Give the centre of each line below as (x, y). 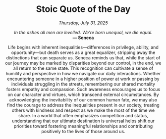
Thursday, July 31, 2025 (83, 23)
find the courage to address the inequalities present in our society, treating (83, 105)
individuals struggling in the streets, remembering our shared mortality (83, 84)
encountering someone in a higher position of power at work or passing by (83, 79)
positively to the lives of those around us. (83, 131)
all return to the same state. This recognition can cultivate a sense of (83, 68)
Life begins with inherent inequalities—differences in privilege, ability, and (83, 47)
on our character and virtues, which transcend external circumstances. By (83, 94)
